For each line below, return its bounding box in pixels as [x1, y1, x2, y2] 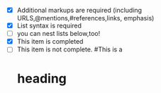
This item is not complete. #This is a [16, 45, 123, 54]
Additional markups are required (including [16, 6, 143, 14]
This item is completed [16, 37, 84, 46]
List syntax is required [16, 21, 82, 30]
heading [16, 70, 67, 87]
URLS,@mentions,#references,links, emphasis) [16, 14, 155, 23]
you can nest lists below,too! [16, 30, 101, 38]
